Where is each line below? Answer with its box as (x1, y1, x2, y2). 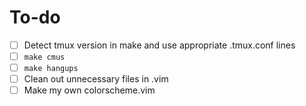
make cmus (23, 52, 66, 62)
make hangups (23, 64, 79, 74)
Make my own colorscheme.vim (23, 84, 156, 96)
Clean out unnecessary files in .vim (23, 73, 169, 85)
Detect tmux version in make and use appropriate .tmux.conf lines (23, 39, 296, 51)
